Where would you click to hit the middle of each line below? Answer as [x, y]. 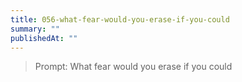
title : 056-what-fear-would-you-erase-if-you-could [120, 19]
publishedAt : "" [44, 38]
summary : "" [35, 29]
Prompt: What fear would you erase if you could [133, 67]
